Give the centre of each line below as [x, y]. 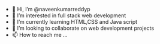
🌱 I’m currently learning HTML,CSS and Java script [75, 22]
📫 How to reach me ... [40, 35]
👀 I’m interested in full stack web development [69, 15]
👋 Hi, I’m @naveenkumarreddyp [51, 9]
